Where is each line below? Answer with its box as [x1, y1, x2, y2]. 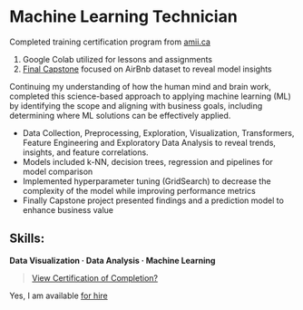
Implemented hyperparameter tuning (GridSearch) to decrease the [22, 175, 271, 187]
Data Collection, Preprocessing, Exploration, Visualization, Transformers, [22, 127, 295, 138]
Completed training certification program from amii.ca [9, 36, 211, 47]
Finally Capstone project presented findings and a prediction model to [22, 195, 284, 206]
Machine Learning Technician [9, 6, 238, 27]
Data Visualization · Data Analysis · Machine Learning [9, 255, 216, 266]
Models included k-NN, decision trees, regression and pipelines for [22, 156, 274, 167]
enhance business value [22, 204, 114, 215]
